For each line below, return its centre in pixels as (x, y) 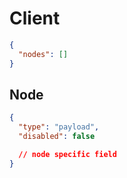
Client (35, 18)
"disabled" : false (57, 137)
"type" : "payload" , (59, 127)
